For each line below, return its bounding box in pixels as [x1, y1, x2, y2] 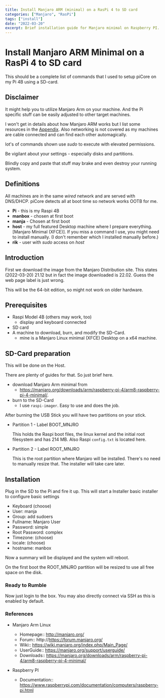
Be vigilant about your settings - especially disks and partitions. [5, 151, 134, 156]
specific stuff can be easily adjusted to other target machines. [5, 112, 131, 117]
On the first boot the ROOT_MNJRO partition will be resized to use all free [5, 564, 154, 570]
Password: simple [12, 524, 48, 530]
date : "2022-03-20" [5, 21, 45, 26]
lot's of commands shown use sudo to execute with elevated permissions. [5, 141, 156, 147]
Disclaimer [5, 93, 39, 102]
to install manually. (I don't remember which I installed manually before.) [12, 234, 159, 240]
